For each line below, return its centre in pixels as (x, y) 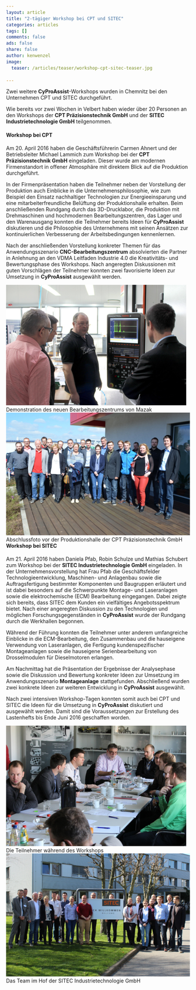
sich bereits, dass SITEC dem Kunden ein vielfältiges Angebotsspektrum (93, 602)
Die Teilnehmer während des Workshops (55, 850)
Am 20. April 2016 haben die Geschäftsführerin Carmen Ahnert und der (92, 148)
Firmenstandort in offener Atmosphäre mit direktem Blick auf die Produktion (97, 166)
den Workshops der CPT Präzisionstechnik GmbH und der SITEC (85, 115)
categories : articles (32, 25)
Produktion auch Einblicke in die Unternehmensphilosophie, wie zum (88, 190)
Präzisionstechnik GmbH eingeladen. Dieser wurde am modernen (86, 161)
